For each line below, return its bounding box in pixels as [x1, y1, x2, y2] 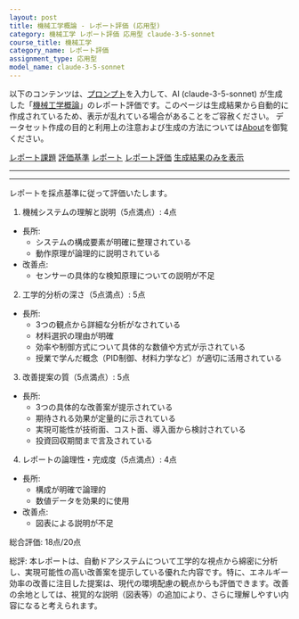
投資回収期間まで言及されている [35, 434, 153, 446]
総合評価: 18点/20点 [9, 536, 82, 547]
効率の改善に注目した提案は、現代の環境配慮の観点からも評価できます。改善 [9, 577, 289, 589]
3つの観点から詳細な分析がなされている [35, 318, 181, 330]
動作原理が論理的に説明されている [35, 247, 161, 259]
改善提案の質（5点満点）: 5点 [21, 371, 131, 382]
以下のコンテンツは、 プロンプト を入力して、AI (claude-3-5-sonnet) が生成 [9, 88, 283, 99]
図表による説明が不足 [35, 517, 114, 528]
